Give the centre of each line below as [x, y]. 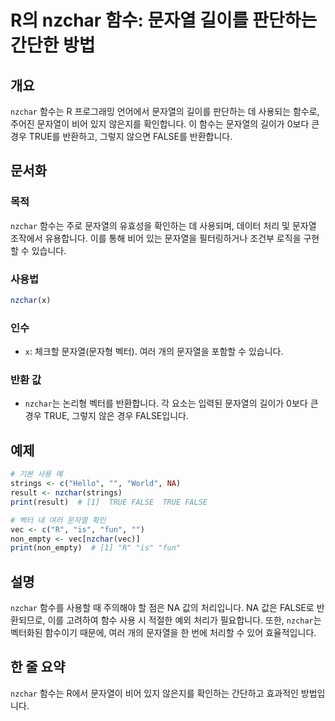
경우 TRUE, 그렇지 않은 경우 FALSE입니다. [106, 416]
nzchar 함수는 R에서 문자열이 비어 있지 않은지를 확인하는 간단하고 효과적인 [154, 693]
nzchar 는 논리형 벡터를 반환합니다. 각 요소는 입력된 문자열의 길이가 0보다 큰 [171, 403]
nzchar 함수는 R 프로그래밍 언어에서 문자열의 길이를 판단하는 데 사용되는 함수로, [165, 111]
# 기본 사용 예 [36, 474]
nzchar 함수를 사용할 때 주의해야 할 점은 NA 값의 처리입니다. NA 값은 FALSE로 [162, 608]
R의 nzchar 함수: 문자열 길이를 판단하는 [164, 20]
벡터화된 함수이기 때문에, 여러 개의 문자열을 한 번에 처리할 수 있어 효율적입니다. [163, 633]
